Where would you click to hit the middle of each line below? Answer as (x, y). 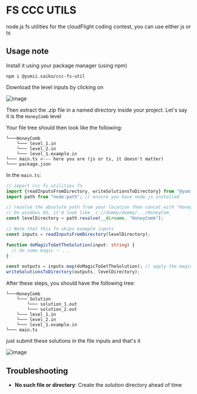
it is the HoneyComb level (34, 116)
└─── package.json (28, 164)
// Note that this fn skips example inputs (60, 229)
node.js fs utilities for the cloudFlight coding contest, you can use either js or (98, 26)
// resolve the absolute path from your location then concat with (90, 207)
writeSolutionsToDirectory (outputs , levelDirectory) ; (73, 272)
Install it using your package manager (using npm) (67, 65)
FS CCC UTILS (41, 10)
